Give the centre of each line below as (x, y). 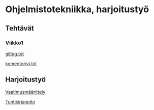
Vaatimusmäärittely (25, 92)
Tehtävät (20, 28)
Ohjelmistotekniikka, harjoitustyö (77, 9)
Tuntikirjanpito (20, 102)
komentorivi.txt (21, 63)
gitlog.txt (15, 53)
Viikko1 (14, 43)
